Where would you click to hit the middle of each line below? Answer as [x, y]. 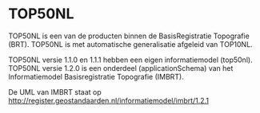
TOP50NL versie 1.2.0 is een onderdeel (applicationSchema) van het [121, 68]
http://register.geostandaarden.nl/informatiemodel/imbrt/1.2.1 [109, 100]
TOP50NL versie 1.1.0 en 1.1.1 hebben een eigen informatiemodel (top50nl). [131, 60]
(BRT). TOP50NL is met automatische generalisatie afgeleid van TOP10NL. [131, 44]
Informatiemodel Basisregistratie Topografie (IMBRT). [96, 76]
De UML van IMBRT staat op [55, 92]
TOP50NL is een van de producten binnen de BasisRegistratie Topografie [129, 36]
